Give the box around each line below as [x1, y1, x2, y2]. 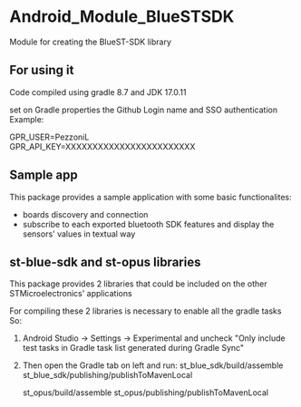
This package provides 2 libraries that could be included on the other [9, 278, 267, 289]
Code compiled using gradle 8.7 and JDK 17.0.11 [9, 86, 187, 97]
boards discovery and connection [22, 208, 149, 219]
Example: [9, 113, 44, 124]
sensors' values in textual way [22, 228, 136, 239]
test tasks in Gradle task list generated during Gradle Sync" [22, 343, 245, 354]
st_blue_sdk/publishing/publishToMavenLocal [22, 370, 193, 381]
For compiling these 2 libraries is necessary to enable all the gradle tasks [9, 305, 282, 316]
